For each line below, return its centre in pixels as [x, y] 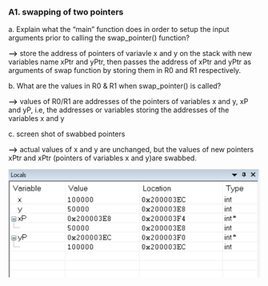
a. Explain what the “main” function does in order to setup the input [119, 30]
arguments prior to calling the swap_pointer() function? [99, 38]
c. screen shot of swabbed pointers [67, 134]
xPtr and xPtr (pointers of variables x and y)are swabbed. [103, 158]
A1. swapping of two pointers [66, 12]
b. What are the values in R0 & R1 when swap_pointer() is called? [115, 86]
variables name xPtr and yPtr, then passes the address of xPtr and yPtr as [130, 62]
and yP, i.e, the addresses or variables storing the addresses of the [119, 110]
